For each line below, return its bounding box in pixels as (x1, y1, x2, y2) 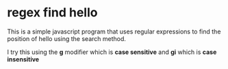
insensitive (7, 55, 40, 63)
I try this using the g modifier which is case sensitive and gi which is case (7, 48, 217, 56)
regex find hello (7, 5, 98, 20)
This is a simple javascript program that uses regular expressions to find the (7, 27, 221, 36)
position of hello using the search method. (7, 34, 127, 42)
